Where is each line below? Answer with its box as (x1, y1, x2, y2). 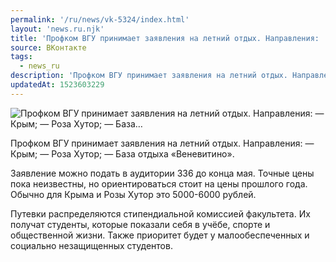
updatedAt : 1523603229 (10, 80, 105, 90)
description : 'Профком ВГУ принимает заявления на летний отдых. (10, 71, 288, 81)
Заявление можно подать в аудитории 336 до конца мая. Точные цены (10, 167, 315, 179)
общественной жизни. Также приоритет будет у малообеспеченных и (10, 229, 310, 241)
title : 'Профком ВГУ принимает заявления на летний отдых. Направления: (10, 33, 320, 43)
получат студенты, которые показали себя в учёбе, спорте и (10, 218, 271, 230)
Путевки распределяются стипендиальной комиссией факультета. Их (10, 207, 311, 220)
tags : (10, 52, 33, 62)
